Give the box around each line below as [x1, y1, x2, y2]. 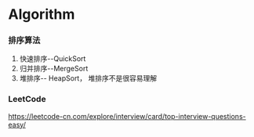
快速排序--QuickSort [19, 54, 86, 63]
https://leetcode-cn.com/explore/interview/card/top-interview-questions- [8, 111, 246, 121]
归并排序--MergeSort [19, 64, 89, 74]
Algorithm [8, 5, 75, 23]
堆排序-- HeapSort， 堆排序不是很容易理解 [19, 74, 158, 83]
